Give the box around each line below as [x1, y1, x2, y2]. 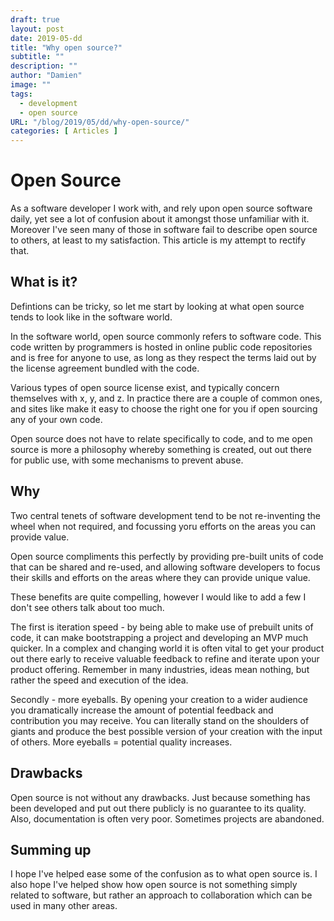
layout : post [10, 24, 65, 34]
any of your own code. [10, 413, 103, 425]
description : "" [10, 61, 78, 71]
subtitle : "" [10, 52, 65, 62]
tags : [10, 89, 33, 99]
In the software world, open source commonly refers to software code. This [10, 330, 322, 342]
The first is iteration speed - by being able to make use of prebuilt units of [10, 621, 314, 633]
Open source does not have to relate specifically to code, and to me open [10, 432, 313, 445]
